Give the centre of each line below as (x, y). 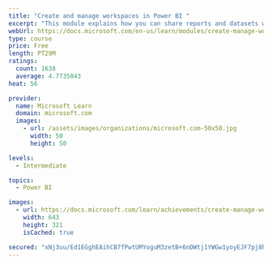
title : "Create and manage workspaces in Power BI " (99, 16)
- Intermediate (41, 166)
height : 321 (43, 225)
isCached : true (49, 232)
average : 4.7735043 (49, 76)
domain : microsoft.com (54, 113)
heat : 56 (23, 83)
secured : (23, 247)
